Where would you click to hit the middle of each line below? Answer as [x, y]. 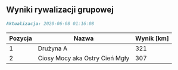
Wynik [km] [152, 38]
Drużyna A [52, 48]
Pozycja [21, 38]
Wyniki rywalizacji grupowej [60, 10]
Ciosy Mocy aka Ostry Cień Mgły [84, 58]
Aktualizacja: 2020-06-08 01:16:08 [50, 23]
